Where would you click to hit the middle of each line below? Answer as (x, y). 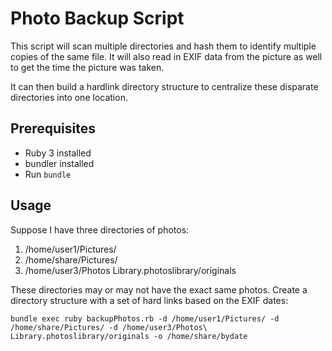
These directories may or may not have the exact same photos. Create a (159, 289)
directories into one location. (69, 97)
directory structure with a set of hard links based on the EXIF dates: (149, 300)
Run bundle (48, 174)
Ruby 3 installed (58, 153)
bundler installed (59, 163)
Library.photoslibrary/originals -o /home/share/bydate (129, 336)
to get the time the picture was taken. (87, 67)
